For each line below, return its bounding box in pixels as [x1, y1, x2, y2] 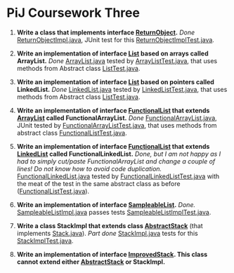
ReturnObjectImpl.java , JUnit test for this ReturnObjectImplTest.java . [16, 35, 215, 44]
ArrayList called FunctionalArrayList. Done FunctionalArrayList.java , [16, 114, 217, 122]
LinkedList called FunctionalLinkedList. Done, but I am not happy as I [16, 149, 221, 158]
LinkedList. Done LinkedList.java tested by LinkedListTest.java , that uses [16, 85, 228, 93]
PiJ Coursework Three [6, 5, 140, 21]
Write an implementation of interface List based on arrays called [16, 49, 209, 58]
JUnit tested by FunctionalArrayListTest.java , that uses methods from [16, 121, 217, 129]
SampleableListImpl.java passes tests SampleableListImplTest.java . [16, 208, 212, 216]
